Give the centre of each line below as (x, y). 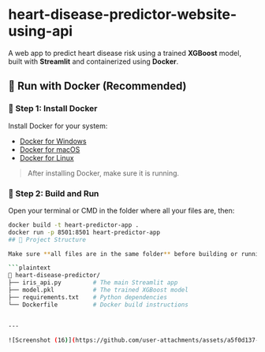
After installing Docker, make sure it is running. (103, 173)
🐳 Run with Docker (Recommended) (97, 86)
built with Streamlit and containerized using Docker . (93, 61)
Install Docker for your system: (58, 126)
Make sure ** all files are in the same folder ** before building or (123, 254)
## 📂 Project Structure (47, 239)
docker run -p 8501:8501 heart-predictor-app (84, 232)
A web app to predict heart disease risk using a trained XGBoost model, (125, 53)
